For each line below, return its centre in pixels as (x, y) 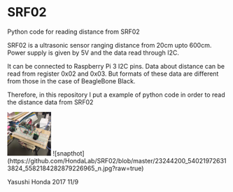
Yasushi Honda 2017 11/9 (43, 181)
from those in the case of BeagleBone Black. (71, 81)
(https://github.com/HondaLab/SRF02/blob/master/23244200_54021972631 (117, 160)
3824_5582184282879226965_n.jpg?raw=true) (76, 168)
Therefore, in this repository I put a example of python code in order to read (116, 95)
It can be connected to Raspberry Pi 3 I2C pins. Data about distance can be (116, 66)
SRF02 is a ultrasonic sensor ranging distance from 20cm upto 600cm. (110, 45)
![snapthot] (69, 153)
